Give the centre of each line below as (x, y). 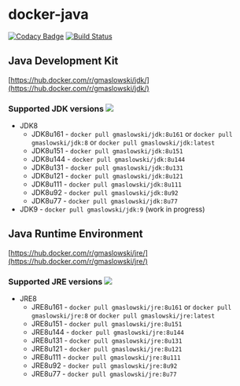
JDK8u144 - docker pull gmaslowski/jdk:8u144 (108, 160)
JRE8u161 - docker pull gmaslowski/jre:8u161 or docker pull (131, 307)
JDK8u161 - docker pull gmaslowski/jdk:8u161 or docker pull (132, 134)
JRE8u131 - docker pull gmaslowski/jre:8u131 (107, 340)
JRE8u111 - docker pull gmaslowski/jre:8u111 (106, 357)
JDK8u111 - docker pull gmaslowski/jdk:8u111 (107, 184)
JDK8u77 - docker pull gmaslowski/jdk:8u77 (105, 201)
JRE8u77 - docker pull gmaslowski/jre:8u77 (104, 374)
